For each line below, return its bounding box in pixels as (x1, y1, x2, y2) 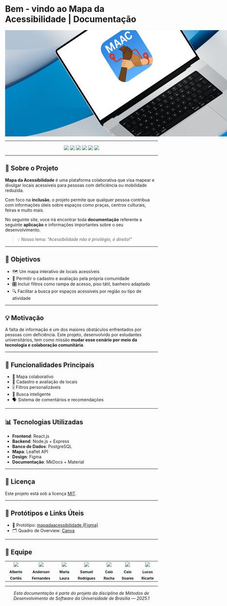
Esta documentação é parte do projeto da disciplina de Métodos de (14, 590, 149, 596)
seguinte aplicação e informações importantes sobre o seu (5, 222, 124, 227)
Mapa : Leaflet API (12, 449, 49, 454)
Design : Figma (12, 454, 42, 460)
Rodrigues (77, 576, 96, 581)
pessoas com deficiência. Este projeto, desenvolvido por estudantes (5, 332, 142, 338)
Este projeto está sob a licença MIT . (5, 490, 77, 496)
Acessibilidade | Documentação (5, 14, 137, 25)
